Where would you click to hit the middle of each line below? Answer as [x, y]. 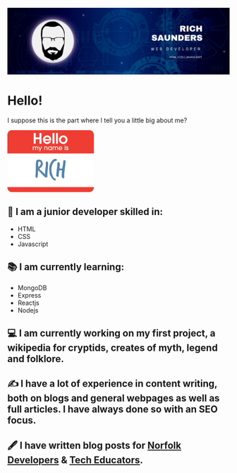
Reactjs [29, 303]
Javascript [33, 244]
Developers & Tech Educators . [75, 460]
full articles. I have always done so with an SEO [113, 410]
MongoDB [32, 288]
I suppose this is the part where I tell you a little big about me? [97, 120]
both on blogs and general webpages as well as [114, 398]
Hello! [25, 101]
